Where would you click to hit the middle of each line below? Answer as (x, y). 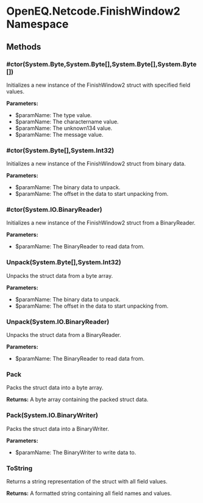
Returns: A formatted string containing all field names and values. (89, 493)
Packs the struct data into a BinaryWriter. (58, 429)
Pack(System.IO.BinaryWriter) (52, 415)
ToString (20, 468)
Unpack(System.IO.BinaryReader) (58, 322)
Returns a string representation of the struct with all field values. (87, 481)
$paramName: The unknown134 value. (64, 128)
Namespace (37, 24)
